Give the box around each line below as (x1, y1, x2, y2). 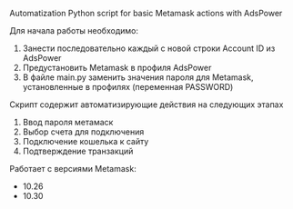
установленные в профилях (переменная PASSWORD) (22, 82, 234, 92)
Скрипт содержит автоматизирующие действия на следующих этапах (9, 99, 284, 110)
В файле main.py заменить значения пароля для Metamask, (22, 72, 254, 83)
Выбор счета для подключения (22, 126, 145, 137)
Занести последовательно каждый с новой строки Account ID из (22, 43, 276, 54)
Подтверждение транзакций (22, 145, 134, 156)
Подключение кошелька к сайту (22, 136, 149, 146)
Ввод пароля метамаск (22, 117, 114, 127)
